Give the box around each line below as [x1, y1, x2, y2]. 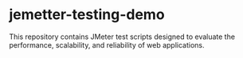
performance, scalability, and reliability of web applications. [9, 40, 205, 49]
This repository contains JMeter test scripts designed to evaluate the [9, 32, 236, 41]
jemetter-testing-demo [9, 6, 166, 24]
